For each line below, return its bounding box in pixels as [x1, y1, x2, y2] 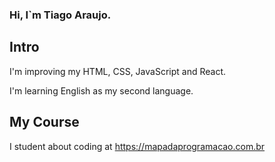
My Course [9, 114, 80, 131]
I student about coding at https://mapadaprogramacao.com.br [9, 140, 266, 152]
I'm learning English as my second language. [9, 84, 194, 97]
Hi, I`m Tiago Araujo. [9, 8, 112, 22]
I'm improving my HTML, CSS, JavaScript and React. [9, 65, 226, 77]
